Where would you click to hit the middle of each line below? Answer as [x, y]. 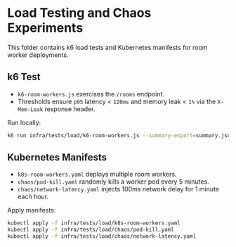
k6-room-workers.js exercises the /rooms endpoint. [91, 94]
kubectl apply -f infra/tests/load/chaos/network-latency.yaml [102, 236]
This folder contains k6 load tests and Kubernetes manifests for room [107, 47]
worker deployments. [38, 55]
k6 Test [24, 77]
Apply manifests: [32, 210]
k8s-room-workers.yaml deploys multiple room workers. [97, 175]
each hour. [33, 197]
